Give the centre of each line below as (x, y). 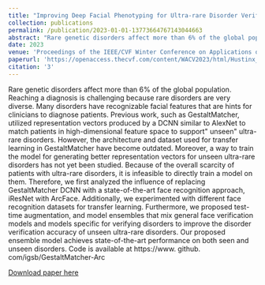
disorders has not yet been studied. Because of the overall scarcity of (121, 165)
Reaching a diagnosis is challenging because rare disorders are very (119, 97)
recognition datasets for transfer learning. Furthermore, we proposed (120, 207)
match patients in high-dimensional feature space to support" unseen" (123, 131)
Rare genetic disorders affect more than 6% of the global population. (120, 89)
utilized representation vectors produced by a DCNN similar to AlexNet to (127, 122)
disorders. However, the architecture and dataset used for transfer (131, 140)
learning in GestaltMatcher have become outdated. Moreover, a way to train (131, 148)
